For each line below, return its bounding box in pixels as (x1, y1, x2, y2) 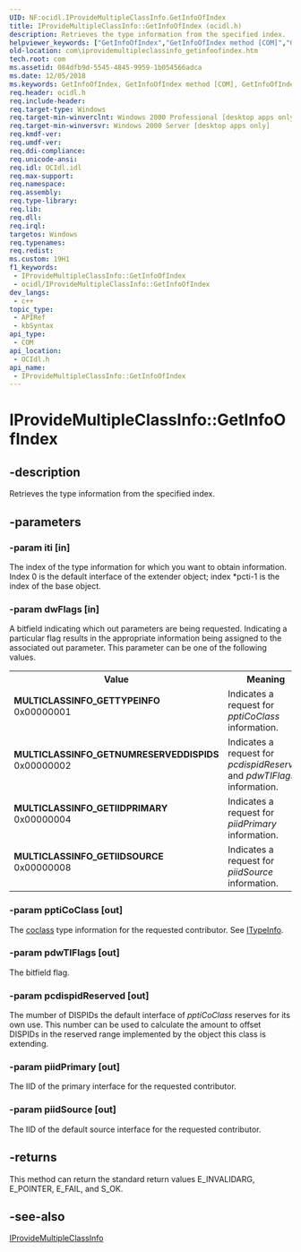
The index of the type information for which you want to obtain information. (9, 561, 287, 572)
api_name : (9, 363, 47, 372)
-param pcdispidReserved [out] (9, 989, 150, 1002)
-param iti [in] (9, 541, 71, 554)
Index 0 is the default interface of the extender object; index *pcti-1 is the (9, 571, 280, 582)
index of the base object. (9, 580, 101, 591)
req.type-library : (9, 196, 78, 206)
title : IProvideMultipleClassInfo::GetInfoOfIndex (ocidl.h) (9, 22, 243, 30)
